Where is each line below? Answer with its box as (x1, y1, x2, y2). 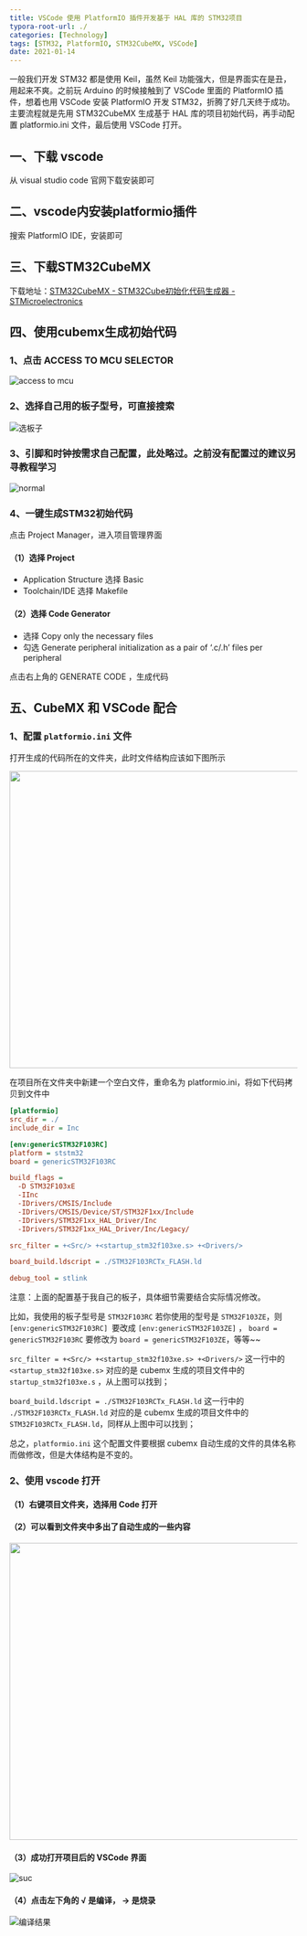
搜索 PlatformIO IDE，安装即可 (9, 229, 123, 240)
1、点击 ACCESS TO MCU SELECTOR (9, 354, 174, 367)
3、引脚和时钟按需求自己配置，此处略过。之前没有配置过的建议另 (9, 447, 297, 460)
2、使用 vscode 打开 (9, 1474, 101, 1487)
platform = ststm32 (9, 1148, 84, 1157)
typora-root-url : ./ (9, 22, 89, 31)
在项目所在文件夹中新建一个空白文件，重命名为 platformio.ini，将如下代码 (9, 1077, 285, 1088)
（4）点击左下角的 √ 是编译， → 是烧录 (9, 1894, 156, 1906)
